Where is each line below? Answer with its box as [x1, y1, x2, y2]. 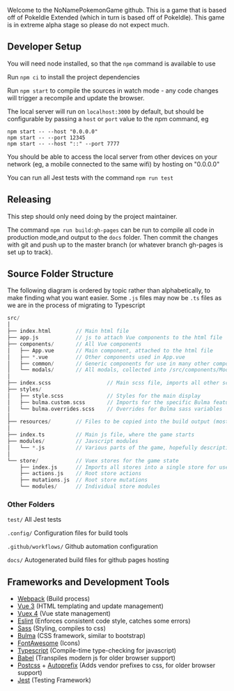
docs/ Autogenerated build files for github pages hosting [7, 556, 169, 564]
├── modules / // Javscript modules [7, 438, 139, 445]
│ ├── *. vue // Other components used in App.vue [7, 353, 186, 361]
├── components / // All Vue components [7, 341, 141, 348]
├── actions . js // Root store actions [19, 470, 141, 477]
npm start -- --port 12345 [7, 134, 86, 141]
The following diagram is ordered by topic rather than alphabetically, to [7, 286, 211, 295]
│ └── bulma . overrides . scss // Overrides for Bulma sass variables [7, 405, 223, 412]
